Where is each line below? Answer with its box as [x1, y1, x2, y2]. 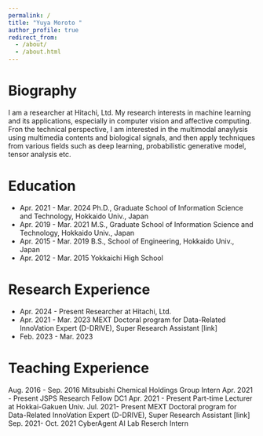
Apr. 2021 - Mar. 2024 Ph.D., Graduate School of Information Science [19, 203, 243, 212]
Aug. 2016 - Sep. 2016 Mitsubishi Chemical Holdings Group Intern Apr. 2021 [8, 385, 254, 394]
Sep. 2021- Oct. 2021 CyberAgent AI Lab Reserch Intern [8, 418, 189, 428]
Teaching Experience [8, 359, 149, 377]
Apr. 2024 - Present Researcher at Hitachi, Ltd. [19, 306, 172, 316]
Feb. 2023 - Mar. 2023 [19, 332, 93, 341]
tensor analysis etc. [8, 149, 71, 159]
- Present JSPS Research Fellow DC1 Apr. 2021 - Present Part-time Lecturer [8, 394, 253, 403]
